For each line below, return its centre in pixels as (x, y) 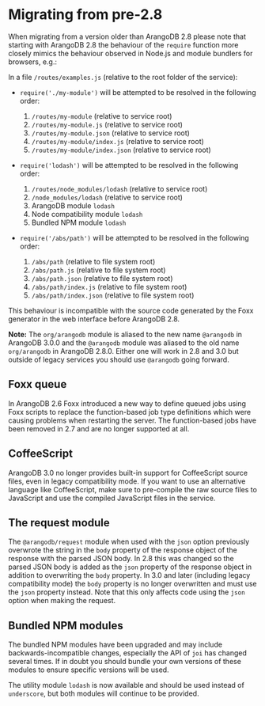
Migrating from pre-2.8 (85, 15)
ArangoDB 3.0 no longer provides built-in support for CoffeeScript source (128, 473)
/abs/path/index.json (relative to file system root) (113, 295)
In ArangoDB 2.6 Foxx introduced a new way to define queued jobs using (127, 403)
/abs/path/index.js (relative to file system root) (109, 287)
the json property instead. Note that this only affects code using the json (127, 592)
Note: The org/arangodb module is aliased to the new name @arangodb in (125, 334)
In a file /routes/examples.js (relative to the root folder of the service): (123, 77)
